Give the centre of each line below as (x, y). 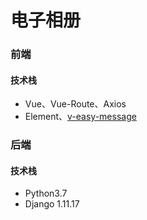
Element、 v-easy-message (80, 117)
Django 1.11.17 (52, 204)
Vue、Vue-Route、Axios (75, 104)
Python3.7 (46, 193)
